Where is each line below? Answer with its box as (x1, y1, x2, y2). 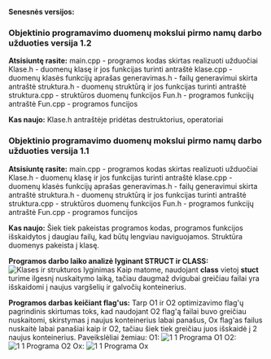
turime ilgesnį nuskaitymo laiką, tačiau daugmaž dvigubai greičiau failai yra (8, 273, 260, 283)
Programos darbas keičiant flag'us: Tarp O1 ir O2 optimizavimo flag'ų (8, 297, 244, 308)
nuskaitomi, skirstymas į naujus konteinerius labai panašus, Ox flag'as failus (8, 315, 263, 325)
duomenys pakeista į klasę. (8, 240, 100, 250)
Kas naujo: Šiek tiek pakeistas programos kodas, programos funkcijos (8, 223, 244, 233)
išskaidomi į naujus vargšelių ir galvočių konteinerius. (8, 282, 187, 291)
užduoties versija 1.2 (8, 37, 92, 48)
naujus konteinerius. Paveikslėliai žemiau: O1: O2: (8, 332, 237, 342)
